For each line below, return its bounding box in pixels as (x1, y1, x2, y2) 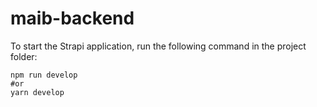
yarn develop (10, 87, 65, 97)
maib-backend (10, 7, 135, 30)
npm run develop (10, 70, 78, 80)
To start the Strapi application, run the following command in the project (10, 40, 307, 52)
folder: (10, 50, 38, 62)
